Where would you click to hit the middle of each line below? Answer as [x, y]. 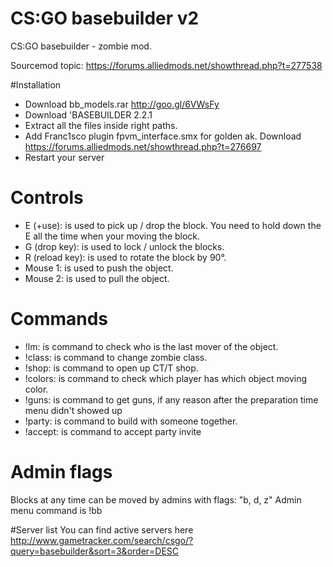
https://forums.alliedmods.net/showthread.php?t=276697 [143, 146]
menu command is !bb [56, 510]
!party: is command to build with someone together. [131, 421]
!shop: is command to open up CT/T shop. [111, 368]
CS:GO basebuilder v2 [105, 18]
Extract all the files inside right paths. [101, 125]
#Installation [36, 84]
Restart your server [64, 157]
